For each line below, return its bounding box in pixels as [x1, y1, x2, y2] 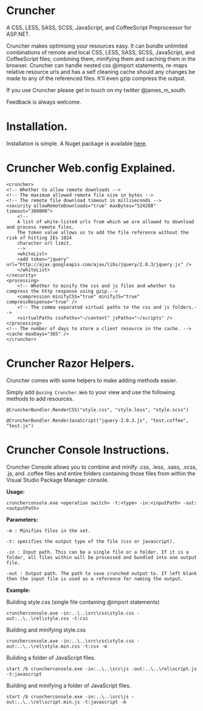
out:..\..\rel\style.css [6, 615, 69, 621]
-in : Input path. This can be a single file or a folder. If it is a [6, 549, 189, 555]
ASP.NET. [6, 30, 30, 37]
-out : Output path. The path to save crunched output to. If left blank [6, 570, 198, 577]
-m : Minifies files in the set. [6, 527, 91, 534]
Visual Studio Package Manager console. [6, 476, 109, 483]
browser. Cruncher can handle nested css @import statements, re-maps [6, 62, 188, 69]
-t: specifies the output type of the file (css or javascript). [6, 538, 175, 544]
